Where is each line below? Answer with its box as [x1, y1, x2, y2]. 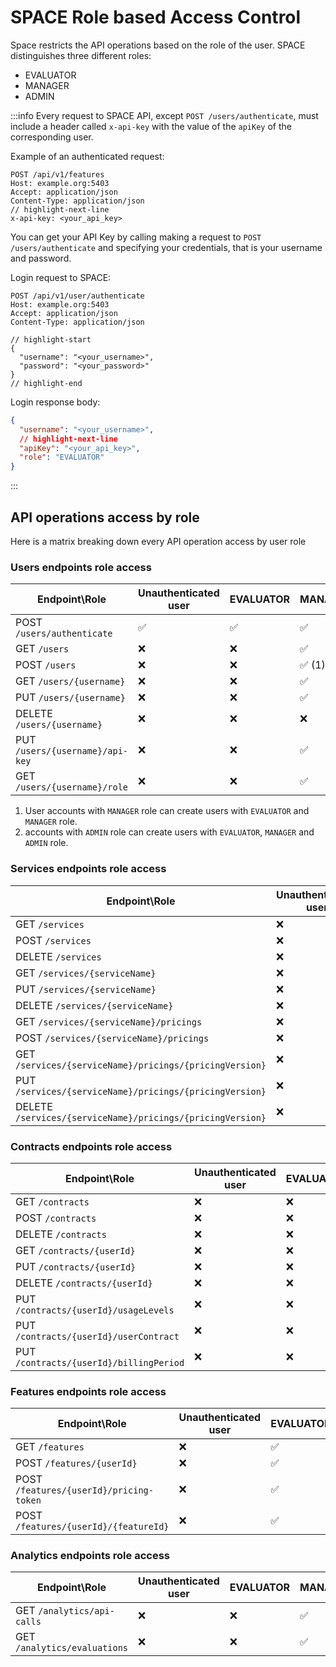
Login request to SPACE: [10, 271, 112, 283]
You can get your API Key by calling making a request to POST [10, 231, 262, 243]
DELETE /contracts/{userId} [15, 1276, 153, 1290]
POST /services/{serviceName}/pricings [15, 1031, 210, 1045]
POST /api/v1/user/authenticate [10, 291, 145, 301]
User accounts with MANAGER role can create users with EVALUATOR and [24, 805, 310, 817]
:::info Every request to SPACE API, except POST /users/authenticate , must [10, 109, 319, 121]
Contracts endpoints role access [10, 1139, 173, 1153]
